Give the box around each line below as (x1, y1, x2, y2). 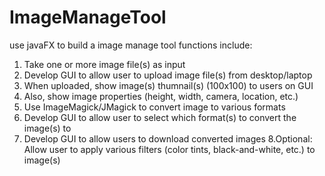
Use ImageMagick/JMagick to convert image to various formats (23, 101, 286, 113)
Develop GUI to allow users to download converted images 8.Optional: (23, 132, 313, 145)
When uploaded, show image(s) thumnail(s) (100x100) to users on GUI (23, 79, 314, 91)
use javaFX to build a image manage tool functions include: (9, 39, 253, 51)
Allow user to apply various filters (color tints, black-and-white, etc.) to (23, 143, 316, 155)
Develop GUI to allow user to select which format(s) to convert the (23, 111, 297, 123)
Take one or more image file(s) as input (23, 58, 186, 70)
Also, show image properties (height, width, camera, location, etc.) (23, 90, 299, 102)
